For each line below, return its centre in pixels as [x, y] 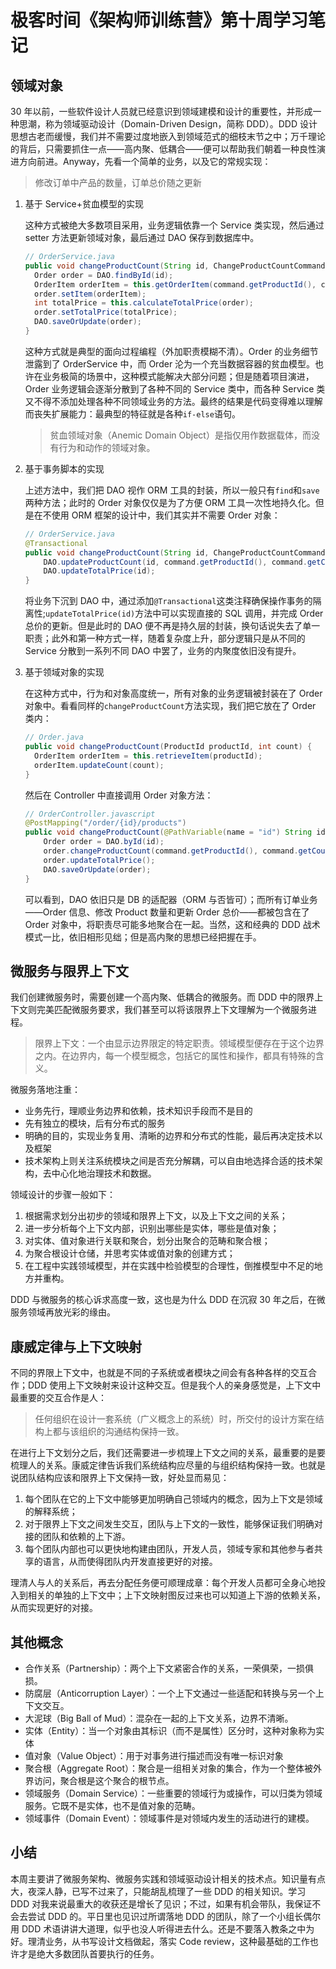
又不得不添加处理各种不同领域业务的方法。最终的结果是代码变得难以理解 [173, 401]
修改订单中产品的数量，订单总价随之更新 [118, 182]
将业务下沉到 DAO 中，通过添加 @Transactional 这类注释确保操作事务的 [168, 601]
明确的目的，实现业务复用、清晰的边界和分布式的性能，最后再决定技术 [169, 1136]
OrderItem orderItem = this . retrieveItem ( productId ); [148, 756]
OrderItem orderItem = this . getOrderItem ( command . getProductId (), [175, 284]
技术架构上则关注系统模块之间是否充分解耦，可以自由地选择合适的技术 [169, 1161]
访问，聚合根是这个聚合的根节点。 [104, 1780]
